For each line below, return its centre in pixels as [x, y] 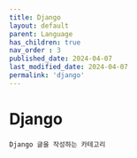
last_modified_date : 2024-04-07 [68, 67]
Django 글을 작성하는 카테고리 [57, 144]
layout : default [39, 26]
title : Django [35, 17]
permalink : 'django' [47, 75]
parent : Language [41, 34]
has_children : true [45, 42]
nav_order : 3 [35, 51]
